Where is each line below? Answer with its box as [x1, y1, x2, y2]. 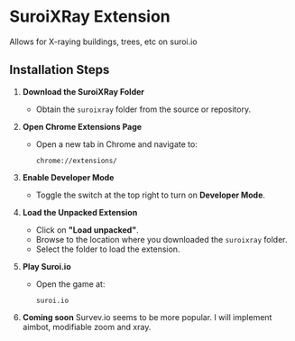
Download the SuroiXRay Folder [22, 86, 145, 97]
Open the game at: [35, 278, 106, 290]
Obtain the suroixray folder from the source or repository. [35, 104, 251, 115]
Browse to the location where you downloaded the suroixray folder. [35, 234, 288, 244]
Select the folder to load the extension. [35, 244, 180, 254]
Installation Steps [9, 62, 110, 78]
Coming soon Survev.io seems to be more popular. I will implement [22, 311, 272, 322]
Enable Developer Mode [22, 171, 115, 182]
